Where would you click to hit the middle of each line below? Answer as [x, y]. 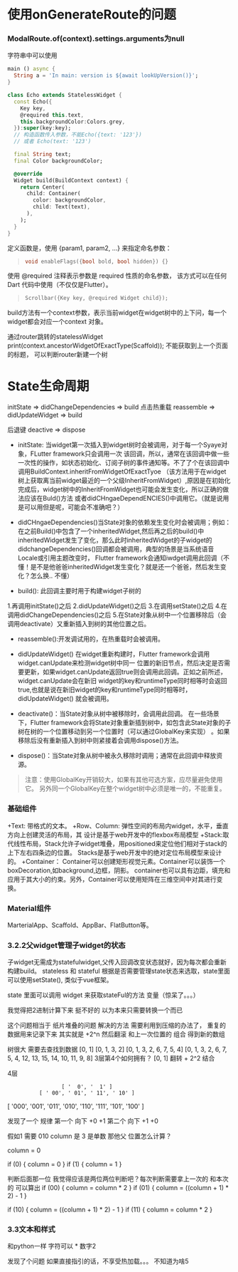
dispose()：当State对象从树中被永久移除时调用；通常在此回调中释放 [117, 756]
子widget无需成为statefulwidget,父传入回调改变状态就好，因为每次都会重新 [117, 962]
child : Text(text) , [62, 207]
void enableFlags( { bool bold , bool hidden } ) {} [97, 261]
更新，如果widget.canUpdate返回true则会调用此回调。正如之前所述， [125, 672]
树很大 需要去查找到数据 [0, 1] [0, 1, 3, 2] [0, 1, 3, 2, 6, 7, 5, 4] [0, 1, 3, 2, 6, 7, [117, 1049]
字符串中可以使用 [32, 56]
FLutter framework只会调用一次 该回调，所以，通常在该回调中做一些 [130, 454]
